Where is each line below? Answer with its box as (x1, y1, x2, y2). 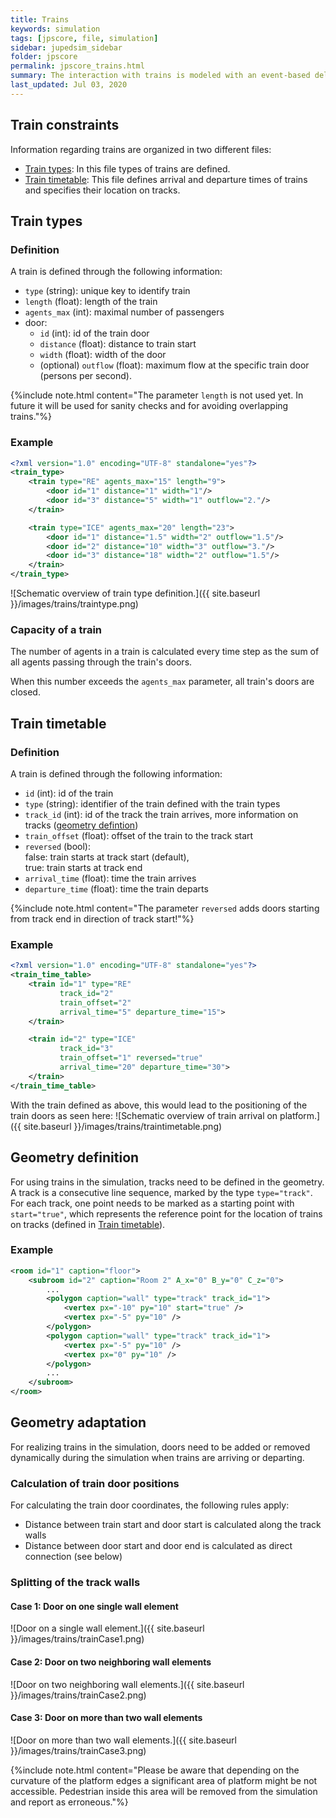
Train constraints (10, 117, 120, 134)
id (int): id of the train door (39, 327, 150, 340)
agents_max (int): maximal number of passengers (24, 306, 225, 318)
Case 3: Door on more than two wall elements (10, 1712, 203, 1724)
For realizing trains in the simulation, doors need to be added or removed (10, 1441, 311, 1453)
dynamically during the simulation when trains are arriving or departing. (10, 1451, 305, 1463)
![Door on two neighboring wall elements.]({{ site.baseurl (10, 1678, 245, 1690)
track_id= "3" (59, 1044, 114, 1054)
